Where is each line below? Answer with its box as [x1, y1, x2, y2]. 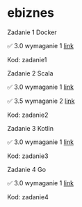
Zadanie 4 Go [7, 165, 47, 173]
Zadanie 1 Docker [7, 28, 57, 36]
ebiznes [7, 5, 54, 21]
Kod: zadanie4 [7, 192, 49, 201]
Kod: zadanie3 [7, 152, 49, 160]
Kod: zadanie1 [7, 55, 47, 64]
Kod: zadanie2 [7, 110, 49, 119]
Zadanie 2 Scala [7, 69, 54, 78]
